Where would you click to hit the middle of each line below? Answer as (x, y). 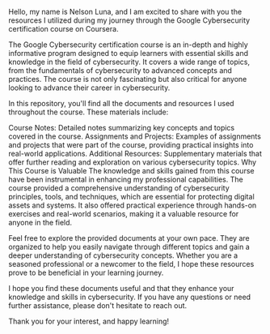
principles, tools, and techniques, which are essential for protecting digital (131, 197)
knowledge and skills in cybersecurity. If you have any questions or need (130, 297)
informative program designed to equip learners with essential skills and (129, 53)
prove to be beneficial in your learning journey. (86, 272)
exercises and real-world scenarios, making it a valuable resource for (124, 214)
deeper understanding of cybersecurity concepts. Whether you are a (123, 255)
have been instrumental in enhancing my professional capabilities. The (126, 179)
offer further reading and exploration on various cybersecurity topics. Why (133, 162)
